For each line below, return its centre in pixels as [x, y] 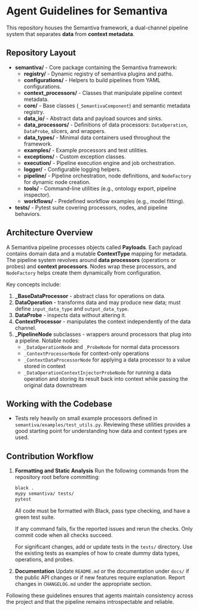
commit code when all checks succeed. [64, 535]
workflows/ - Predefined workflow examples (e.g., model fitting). [104, 201]
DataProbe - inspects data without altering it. [71, 315]
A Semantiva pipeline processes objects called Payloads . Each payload [94, 247]
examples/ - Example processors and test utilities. [86, 150]
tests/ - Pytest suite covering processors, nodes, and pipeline [91, 207]
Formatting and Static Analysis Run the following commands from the [102, 471]
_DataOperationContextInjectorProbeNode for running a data [97, 372]
